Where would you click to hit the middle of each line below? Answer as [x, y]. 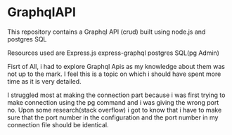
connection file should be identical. [58, 124]
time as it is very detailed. [44, 81]
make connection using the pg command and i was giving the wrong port [113, 102]
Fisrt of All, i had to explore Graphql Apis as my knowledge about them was [116, 66]
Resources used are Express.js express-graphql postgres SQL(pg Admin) [114, 53]
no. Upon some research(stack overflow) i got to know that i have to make [115, 110]
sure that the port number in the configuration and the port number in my [113, 117]
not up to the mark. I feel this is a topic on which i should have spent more [114, 74]
